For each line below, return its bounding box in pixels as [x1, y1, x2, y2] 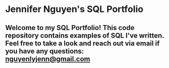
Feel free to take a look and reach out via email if [5, 39, 160, 47]
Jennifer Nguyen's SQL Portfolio [5, 3, 144, 15]
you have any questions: [5, 46, 84, 55]
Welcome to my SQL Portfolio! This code [5, 23, 135, 32]
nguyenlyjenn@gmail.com [5, 54, 90, 63]
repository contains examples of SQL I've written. [5, 31, 164, 39]
